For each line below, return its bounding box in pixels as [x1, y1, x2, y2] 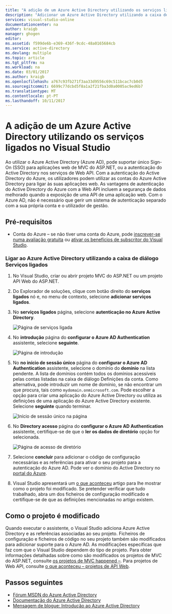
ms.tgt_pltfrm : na [5, 60, 45, 65]
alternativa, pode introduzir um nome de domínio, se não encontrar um [12, 382, 162, 388]
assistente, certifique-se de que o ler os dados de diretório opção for [12, 429, 160, 435]
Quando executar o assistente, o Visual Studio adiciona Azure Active [5, 525, 150, 531]
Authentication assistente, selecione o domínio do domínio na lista [12, 365, 155, 371]
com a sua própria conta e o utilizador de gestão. [5, 203, 109, 209]
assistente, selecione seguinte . [12, 340, 79, 346]
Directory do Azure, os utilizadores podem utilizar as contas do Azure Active [5, 175, 166, 182]
